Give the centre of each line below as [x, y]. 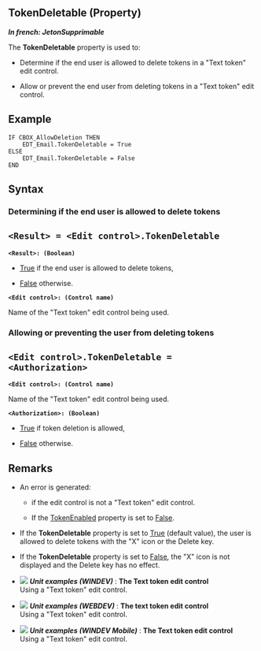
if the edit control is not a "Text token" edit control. [113, 503]
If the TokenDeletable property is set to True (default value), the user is [135, 533]
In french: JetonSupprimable [56, 32]
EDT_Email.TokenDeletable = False [79, 158]
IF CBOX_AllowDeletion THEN [54, 137]
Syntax [26, 190]
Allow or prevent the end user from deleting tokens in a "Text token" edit [137, 86]
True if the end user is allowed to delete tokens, [97, 268]
